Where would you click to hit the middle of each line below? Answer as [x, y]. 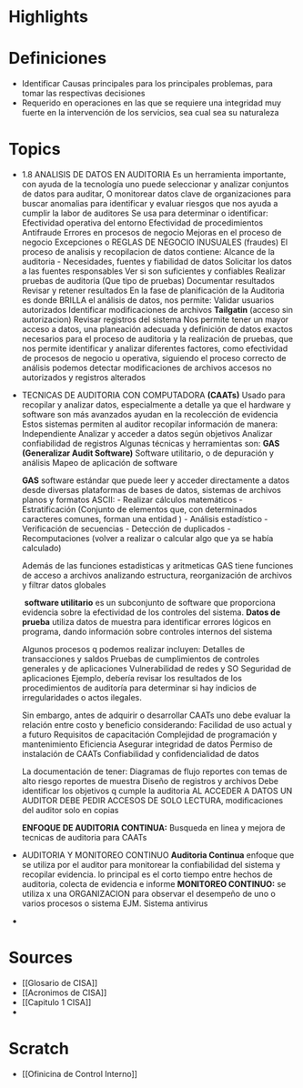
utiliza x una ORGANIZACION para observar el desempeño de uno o [149, 894]
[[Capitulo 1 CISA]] [56, 1002]
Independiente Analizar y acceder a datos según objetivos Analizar [147, 434]
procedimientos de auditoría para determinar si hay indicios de [139, 688]
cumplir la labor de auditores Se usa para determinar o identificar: [145, 213]
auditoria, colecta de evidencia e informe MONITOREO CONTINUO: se [154, 884]
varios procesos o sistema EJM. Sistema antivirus [115, 903]
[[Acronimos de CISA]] [64, 992]
